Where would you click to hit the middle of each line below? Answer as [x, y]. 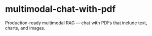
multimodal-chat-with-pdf [60, 9]
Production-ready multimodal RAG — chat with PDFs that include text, [76, 23]
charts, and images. [25, 28]
